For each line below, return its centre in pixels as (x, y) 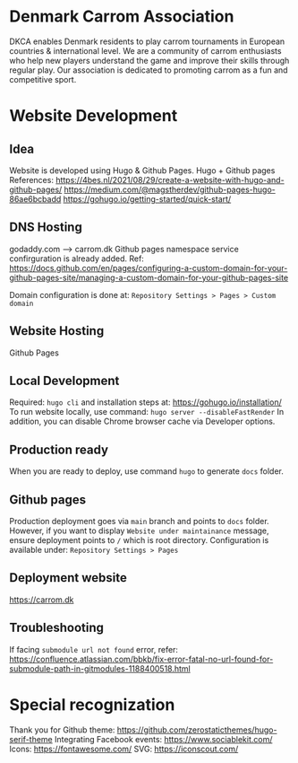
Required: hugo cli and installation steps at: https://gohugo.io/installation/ (145, 402)
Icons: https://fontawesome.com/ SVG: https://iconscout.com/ (124, 749)
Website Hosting (57, 331)
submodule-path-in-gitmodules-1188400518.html (100, 668)
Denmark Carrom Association (122, 17)
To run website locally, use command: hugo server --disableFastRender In (147, 412)
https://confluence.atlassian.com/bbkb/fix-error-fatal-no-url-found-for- (141, 659)
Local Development (64, 380)
